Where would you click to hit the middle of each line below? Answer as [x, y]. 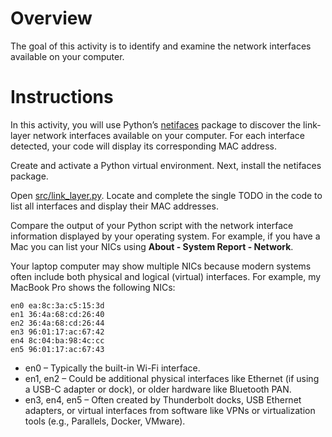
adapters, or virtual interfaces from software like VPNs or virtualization [170, 410]
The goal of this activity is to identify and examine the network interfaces [161, 46]
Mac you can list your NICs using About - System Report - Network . [152, 246]
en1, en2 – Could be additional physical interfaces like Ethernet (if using [172, 378]
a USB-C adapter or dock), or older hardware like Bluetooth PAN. [158, 389]
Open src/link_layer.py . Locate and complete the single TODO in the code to [166, 195]
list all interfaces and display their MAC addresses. [114, 206]
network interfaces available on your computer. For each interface [169, 135]
